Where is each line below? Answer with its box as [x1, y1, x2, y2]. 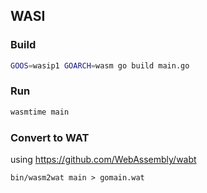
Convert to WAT [10, 130, 90, 144]
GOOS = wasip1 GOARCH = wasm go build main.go [10, 60, 190, 71]
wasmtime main [10, 107, 70, 117]
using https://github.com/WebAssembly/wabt [10, 154, 197, 166]
